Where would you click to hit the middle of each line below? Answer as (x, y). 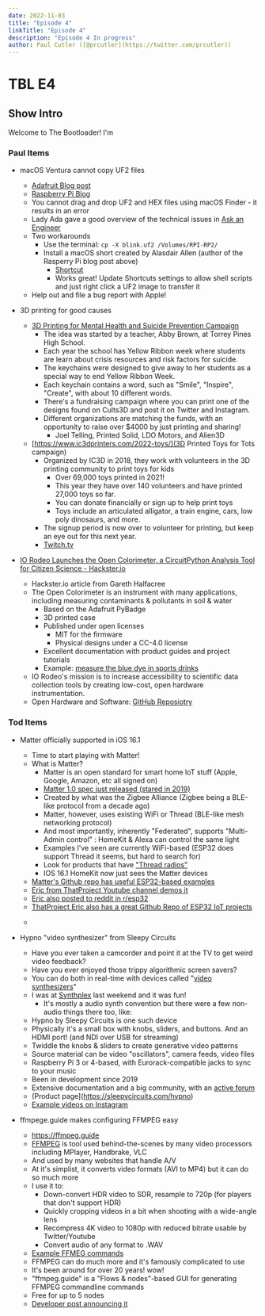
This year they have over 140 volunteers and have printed (149, 486)
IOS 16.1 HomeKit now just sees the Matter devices (125, 873)
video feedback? (59, 961)
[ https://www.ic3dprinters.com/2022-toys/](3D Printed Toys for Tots (143, 444)
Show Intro (36, 113)
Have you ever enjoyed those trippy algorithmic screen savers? (134, 970)
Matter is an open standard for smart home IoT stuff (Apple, (140, 772)
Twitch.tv (58, 545)
